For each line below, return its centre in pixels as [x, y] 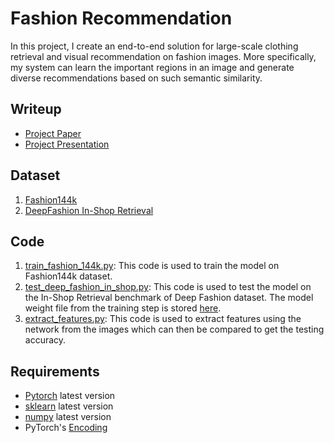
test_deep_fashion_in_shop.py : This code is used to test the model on [168, 287]
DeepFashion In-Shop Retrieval [89, 210]
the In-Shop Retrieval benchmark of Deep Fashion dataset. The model [169, 298]
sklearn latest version [69, 406]
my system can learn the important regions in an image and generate [152, 67]
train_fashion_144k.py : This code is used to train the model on [152, 266]
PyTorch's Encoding [66, 428]
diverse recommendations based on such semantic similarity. [136, 78]
